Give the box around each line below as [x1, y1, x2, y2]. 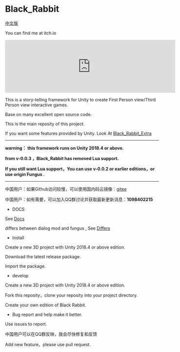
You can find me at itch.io [5, 30, 57, 36]
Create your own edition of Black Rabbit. [5, 302, 86, 308]
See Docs [5, 215, 25, 221]
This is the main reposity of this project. [5, 121, 85, 127]
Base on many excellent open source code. [5, 111, 92, 117]
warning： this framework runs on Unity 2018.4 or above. [5, 145, 124, 151]
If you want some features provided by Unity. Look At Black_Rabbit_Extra [5, 130, 152, 136]
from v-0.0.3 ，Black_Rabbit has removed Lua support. [5, 155, 119, 161]
